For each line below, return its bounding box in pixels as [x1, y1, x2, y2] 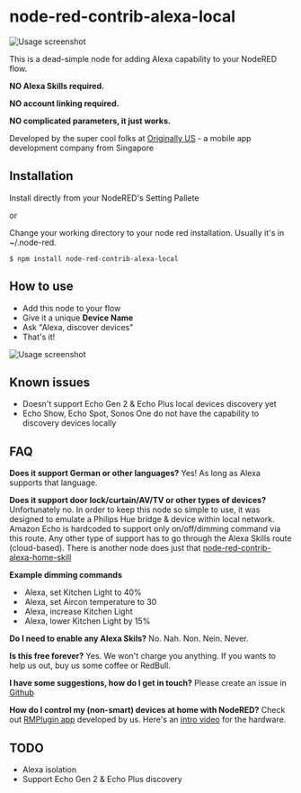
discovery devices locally [22, 418, 117, 428]
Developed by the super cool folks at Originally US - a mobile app [9, 132, 252, 143]
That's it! [22, 331, 56, 342]
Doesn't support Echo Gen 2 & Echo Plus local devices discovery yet [22, 399, 277, 410]
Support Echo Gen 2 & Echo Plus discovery [22, 774, 182, 784]
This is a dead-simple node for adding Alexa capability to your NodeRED [9, 53, 278, 64]
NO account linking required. [9, 97, 120, 109]
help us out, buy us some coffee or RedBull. [9, 660, 172, 671]
